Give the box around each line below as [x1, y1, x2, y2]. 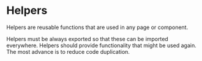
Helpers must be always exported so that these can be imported [6, 35, 168, 42]
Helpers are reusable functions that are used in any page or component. [6, 24, 189, 31]
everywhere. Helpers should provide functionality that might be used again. [6, 42, 197, 49]
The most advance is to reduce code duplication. [6, 48, 130, 55]
